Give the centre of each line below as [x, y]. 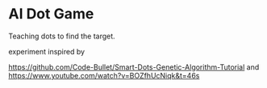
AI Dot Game [51, 14]
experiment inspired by [47, 51]
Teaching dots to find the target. [62, 36]
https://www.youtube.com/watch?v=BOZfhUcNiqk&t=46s [104, 75]
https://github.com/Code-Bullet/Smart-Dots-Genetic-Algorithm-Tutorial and [134, 67]
